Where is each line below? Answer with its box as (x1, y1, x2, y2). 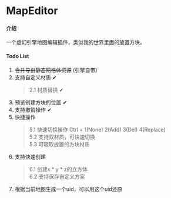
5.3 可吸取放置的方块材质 (29, 140, 90, 147)
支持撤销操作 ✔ (14, 106, 52, 113)
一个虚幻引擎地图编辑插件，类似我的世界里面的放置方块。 (6, 39, 145, 46)
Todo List (6, 52, 29, 59)
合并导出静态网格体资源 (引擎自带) (14, 66, 98, 73)
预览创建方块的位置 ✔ (14, 99, 68, 106)
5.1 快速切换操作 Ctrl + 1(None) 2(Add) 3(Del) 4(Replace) (29, 126, 166, 133)
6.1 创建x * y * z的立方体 (29, 166, 88, 173)
